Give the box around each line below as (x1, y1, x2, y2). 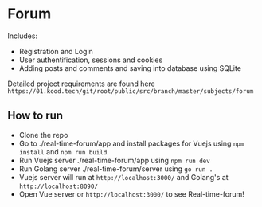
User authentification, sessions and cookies (18, 55, 163, 64)
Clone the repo (18, 130, 68, 139)
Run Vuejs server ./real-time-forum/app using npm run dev (18, 155, 210, 165)
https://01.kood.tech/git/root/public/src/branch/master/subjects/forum (7, 87, 254, 96)
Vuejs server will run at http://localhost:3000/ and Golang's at (18, 172, 229, 182)
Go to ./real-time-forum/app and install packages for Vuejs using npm (18, 139, 244, 148)
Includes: (7, 31, 37, 41)
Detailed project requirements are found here (7, 79, 156, 88)
